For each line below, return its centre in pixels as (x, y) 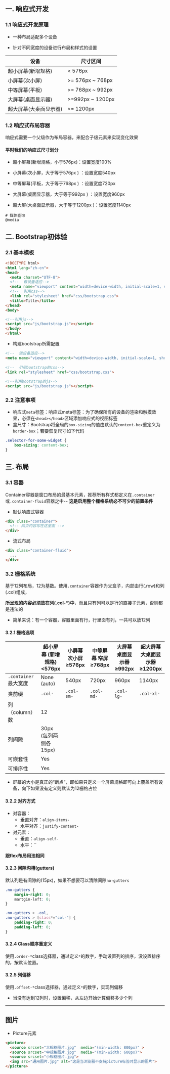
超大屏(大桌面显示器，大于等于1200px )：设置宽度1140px (72, 205)
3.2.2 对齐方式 (20, 801)
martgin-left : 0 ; (33, 899)
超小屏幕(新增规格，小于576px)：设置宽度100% (62, 162)
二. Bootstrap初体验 (36, 237)
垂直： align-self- (39, 838)
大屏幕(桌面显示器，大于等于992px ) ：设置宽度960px (69, 194)
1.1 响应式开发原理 (27, 25)
